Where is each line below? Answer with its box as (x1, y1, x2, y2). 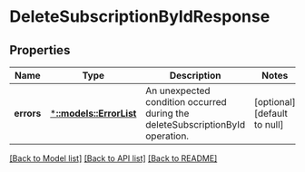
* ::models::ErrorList (49, 107, 137, 119)
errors (14, 107, 42, 119)
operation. (144, 129, 189, 142)
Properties (9, 43, 71, 58)
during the (144, 107, 190, 119)
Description (169, 70, 221, 81)
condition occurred (144, 96, 227, 108)
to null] (253, 119, 284, 130)
